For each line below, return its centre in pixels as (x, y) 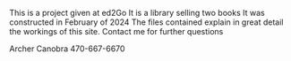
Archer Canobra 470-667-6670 (67, 49)
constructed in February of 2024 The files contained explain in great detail (146, 22)
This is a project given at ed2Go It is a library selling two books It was (137, 13)
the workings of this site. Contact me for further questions (116, 31)
